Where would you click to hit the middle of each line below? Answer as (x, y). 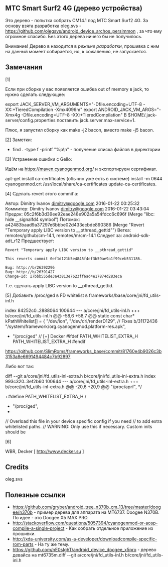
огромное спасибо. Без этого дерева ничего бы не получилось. (74, 36)
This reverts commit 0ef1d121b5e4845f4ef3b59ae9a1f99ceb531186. (74, 259)
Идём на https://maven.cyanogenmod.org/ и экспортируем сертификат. (81, 169)
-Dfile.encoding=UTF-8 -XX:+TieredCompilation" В (74, 115)
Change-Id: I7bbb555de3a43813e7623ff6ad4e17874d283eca (64, 276)
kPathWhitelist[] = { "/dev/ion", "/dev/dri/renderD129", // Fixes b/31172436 (81, 321)
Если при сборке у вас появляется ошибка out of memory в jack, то (77, 89)
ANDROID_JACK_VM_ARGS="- (130, 109)
